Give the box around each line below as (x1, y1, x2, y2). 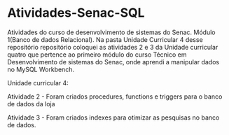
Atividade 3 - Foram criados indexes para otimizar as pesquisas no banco (7, 113, 220, 122)
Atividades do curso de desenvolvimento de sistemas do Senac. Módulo (7, 28, 216, 36)
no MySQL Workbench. (7, 65, 75, 73)
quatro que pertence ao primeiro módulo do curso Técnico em (7, 50, 187, 59)
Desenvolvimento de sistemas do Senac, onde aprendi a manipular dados (7, 57, 219, 66)
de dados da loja (7, 99, 55, 108)
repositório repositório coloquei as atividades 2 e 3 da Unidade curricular (7, 43, 218, 51)
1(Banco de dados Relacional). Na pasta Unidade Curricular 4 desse (7, 35, 203, 43)
